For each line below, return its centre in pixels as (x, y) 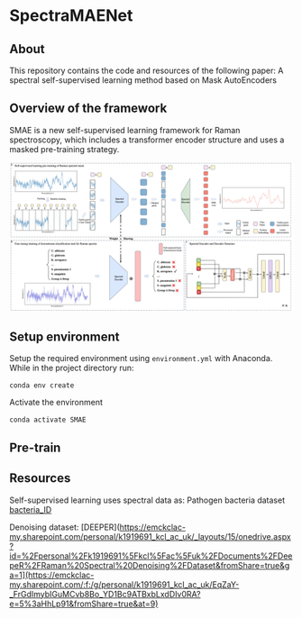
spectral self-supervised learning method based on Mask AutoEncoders (143, 80)
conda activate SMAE (48, 420)
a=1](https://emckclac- (52, 575)
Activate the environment (56, 403)
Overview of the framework (88, 109)
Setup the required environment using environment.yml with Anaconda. (141, 359)
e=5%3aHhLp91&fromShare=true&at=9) (84, 604)
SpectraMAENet (71, 16)
